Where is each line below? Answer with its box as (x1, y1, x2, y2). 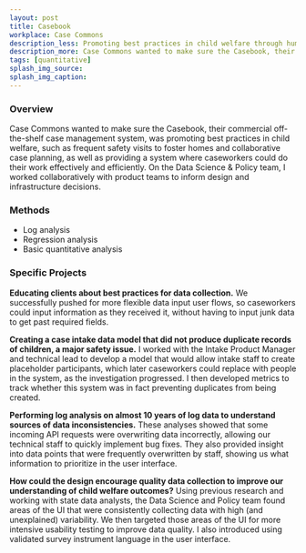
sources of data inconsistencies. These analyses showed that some (9, 419, 269, 430)
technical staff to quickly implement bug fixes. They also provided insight (9, 438, 284, 449)
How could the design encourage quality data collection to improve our (9, 475, 284, 487)
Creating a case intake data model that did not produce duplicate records (9, 334, 291, 345)
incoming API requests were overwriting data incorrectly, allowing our (9, 428, 271, 439)
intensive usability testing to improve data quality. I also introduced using (9, 524, 282, 535)
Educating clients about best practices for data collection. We (9, 287, 249, 298)
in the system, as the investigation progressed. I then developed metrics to (9, 372, 290, 383)
